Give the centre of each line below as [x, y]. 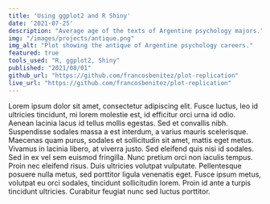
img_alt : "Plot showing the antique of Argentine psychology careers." [131, 46]
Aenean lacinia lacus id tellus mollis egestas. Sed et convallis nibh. [119, 123]
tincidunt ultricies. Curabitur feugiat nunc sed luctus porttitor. [109, 191]
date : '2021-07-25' [41, 23]
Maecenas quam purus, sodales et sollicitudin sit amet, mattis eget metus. [131, 140]
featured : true [34, 53]
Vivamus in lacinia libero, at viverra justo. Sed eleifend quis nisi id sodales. [131, 149]
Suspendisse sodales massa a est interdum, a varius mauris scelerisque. [129, 131]
